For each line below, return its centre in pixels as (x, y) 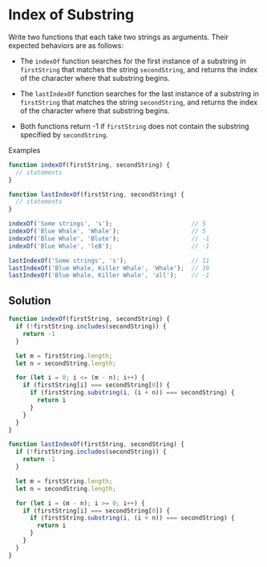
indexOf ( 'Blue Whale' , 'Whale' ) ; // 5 (107, 231)
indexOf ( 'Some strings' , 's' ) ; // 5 (107, 224)
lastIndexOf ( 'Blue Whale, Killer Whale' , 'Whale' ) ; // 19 (109, 268)
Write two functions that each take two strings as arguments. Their (119, 37)
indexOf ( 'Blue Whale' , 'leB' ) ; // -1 (109, 246)
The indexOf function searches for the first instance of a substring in (133, 61)
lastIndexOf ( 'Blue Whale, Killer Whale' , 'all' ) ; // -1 (109, 275)
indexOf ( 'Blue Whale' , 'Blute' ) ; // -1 (109, 238)
